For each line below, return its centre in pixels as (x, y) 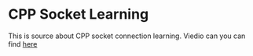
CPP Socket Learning (79, 14)
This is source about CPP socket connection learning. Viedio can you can (127, 36)
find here (23, 44)
